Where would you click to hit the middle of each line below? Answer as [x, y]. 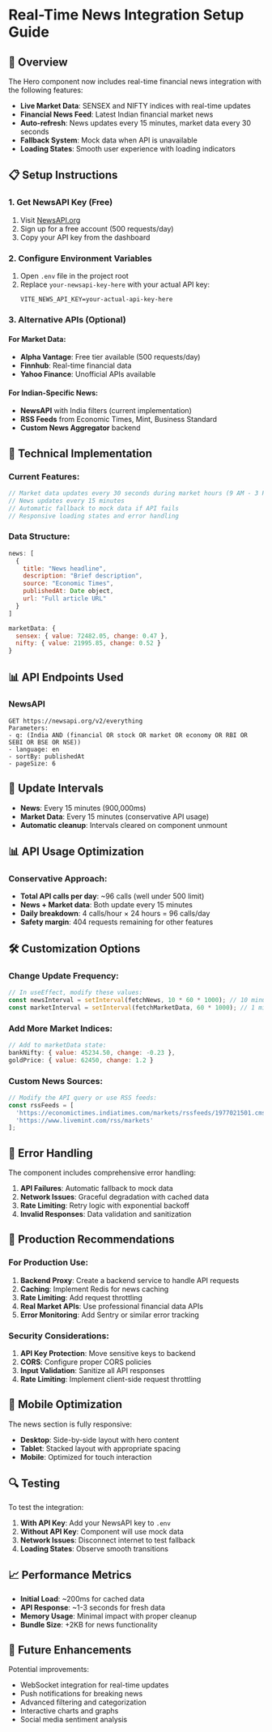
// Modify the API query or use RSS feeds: [83, 1098]
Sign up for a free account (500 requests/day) [97, 228]
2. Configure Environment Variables [80, 258]
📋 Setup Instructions [63, 175]
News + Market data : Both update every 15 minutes [106, 905]
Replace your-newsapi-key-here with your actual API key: [115, 284]
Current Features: [44, 476]
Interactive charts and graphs [69, 1711]
